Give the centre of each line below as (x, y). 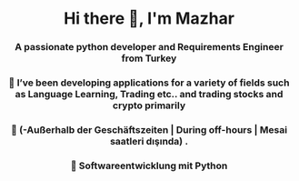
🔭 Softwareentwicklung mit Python (149, 166)
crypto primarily (149, 106)
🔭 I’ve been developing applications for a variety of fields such (149, 83)
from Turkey (149, 58)
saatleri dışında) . (149, 141)
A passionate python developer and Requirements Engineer (149, 47)
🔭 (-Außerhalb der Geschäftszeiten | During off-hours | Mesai (149, 129)
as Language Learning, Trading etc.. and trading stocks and (149, 95)
